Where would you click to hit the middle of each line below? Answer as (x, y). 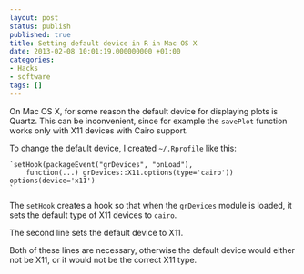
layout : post (34, 18)
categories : (32, 60)
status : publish (40, 26)
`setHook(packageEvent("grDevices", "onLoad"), (101, 164)
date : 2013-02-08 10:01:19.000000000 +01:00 (95, 52)
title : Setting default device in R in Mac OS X (103, 43)
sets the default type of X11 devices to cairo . (93, 215)
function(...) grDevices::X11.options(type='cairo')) (130, 172)
